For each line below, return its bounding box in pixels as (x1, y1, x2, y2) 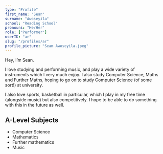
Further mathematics (12, 139, 55, 145)
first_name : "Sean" (5, 12, 45, 17)
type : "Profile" (5, 7, 38, 12)
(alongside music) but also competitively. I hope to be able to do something (5, 96, 157, 103)
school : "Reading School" (5, 21, 58, 26)
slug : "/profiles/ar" (5, 39, 49, 44)
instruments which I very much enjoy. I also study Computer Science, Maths (5, 71, 159, 77)
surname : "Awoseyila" (5, 16, 49, 21)
